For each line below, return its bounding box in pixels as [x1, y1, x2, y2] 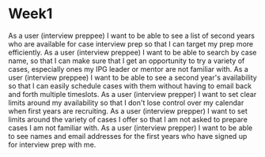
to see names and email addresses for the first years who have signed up [8, 131, 248, 140]
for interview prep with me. [8, 140, 97, 149]
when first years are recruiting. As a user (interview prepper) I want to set [8, 106, 248, 115]
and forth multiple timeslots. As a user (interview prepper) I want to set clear [8, 89, 257, 99]
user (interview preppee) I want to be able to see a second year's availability [8, 73, 257, 82]
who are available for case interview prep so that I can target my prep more [8, 39, 254, 48]
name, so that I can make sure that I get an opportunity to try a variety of [8, 56, 245, 65]
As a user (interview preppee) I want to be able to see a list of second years [8, 31, 256, 40]
